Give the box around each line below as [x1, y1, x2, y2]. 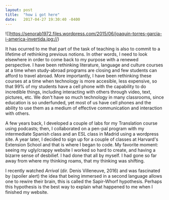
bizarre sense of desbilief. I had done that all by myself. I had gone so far [5, 152, 157, 158]
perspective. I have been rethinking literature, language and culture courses [5, 62, 163, 68]
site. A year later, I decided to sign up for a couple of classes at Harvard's [5, 136, 158, 142]
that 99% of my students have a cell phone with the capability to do [5, 84, 146, 90]
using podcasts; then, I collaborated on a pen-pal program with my [5, 126, 145, 132]
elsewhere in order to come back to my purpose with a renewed [5, 57, 139, 63]
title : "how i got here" [5, 12, 60, 17]
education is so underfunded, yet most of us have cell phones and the [5, 100, 151, 106]
